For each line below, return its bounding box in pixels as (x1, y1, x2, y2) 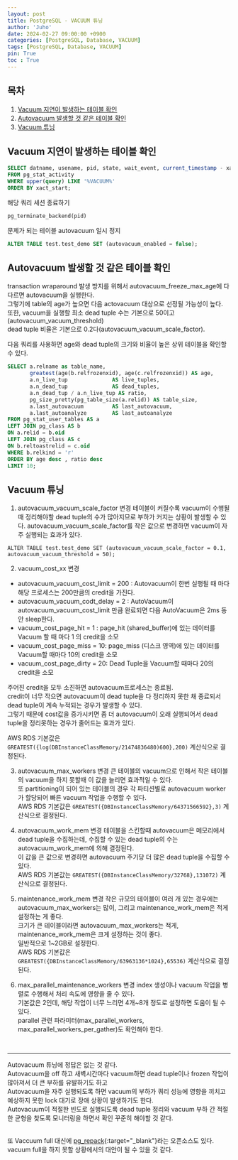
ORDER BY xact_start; (7, 185, 72, 192)
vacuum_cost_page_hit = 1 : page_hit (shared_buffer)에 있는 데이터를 (17, 624, 216, 632)
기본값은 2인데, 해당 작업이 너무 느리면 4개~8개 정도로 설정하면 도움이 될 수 (17, 999, 227, 1007)
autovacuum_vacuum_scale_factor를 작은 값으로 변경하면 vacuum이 (27, 521, 221, 530)
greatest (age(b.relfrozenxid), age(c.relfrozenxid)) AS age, (29, 370, 214, 377)
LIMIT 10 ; (7, 462, 37, 470)
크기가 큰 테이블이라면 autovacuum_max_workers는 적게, (17, 921, 179, 930)
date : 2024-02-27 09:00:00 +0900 (7, 30, 106, 38)
